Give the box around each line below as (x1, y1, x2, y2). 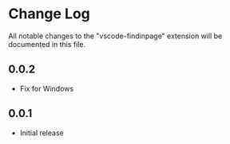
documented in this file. (8, 39, 86, 49)
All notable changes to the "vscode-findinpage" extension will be (8, 31, 223, 41)
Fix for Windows (19, 84, 74, 93)
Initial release (19, 128, 64, 138)
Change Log (8, 5, 90, 23)
